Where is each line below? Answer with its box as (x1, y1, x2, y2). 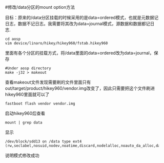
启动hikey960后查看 (5, 110, 45, 116)
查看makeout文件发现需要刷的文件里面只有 (5, 80, 91, 85)
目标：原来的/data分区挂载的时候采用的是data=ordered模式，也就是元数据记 (5, 15, 159, 20)
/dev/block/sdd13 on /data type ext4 (5, 139, 82, 144)
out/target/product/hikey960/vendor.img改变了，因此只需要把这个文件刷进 (5, 85, 155, 91)
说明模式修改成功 (5, 153, 40, 158)
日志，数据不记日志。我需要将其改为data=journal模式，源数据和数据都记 (5, 21, 150, 26)
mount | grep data (5, 120, 42, 125)
